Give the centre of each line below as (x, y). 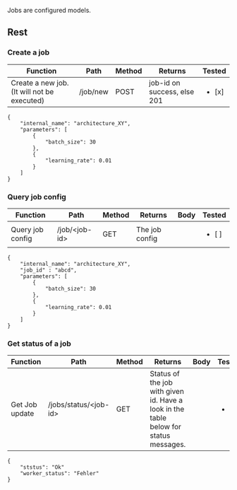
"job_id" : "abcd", (49, 270)
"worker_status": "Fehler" (60, 474)
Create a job (29, 52)
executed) (28, 100)
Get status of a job (39, 344)
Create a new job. (40, 83)
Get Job (24, 404)
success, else (172, 91)
